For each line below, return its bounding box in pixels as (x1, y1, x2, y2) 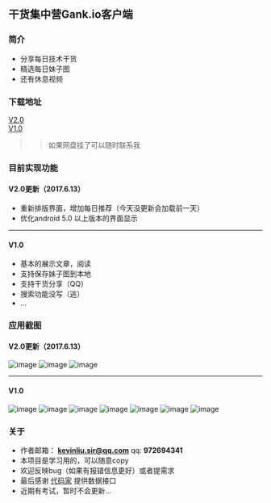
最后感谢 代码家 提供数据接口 (19, 476, 117, 485)
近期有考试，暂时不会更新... (19, 485, 111, 495)
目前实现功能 (8, 162, 59, 174)
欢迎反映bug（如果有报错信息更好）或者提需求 (19, 465, 175, 475)
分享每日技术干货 (19, 53, 77, 63)
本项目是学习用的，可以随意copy (19, 455, 129, 465)
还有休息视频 (19, 73, 63, 83)
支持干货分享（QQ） (19, 279, 89, 289)
